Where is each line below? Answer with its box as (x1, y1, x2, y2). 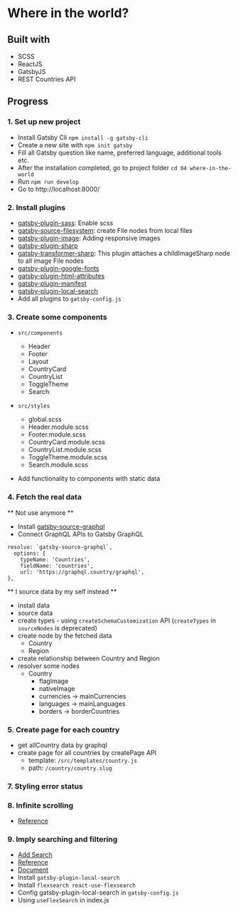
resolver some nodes (17, 661, 80, 670)
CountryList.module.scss (28, 445, 102, 454)
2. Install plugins (7, 202, 66, 212)
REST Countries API (17, 75, 76, 83)
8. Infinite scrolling (7, 800, 73, 810)
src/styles (17, 402, 50, 410)
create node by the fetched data (17, 631, 112, 640)
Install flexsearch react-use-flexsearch (17, 881, 136, 890)
